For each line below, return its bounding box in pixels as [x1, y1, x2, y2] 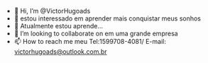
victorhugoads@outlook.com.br [13, 47, 108, 56]
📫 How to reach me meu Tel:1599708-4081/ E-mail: [13, 38, 167, 45]
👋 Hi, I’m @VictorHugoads [13, 7, 91, 15]
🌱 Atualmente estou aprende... [13, 22, 104, 30]
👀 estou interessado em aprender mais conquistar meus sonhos [13, 14, 201, 23]
